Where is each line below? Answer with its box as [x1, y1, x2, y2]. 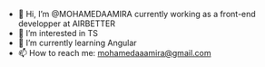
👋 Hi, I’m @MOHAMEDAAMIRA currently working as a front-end [17, 9, 256, 19]
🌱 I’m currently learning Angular [17, 37, 138, 48]
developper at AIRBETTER [17, 18, 116, 29]
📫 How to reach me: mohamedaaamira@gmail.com [17, 48, 211, 58]
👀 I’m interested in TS [17, 28, 98, 38]
